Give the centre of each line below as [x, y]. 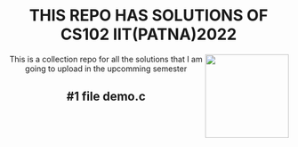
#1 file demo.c [106, 97]
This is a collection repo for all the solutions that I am [106, 59]
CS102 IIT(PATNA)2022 [149, 34]
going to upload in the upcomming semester [106, 69]
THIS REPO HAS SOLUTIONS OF [149, 16]
